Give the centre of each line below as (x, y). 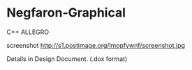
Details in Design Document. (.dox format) (67, 59)
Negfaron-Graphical (66, 13)
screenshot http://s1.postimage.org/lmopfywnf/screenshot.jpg (96, 45)
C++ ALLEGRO (28, 32)
